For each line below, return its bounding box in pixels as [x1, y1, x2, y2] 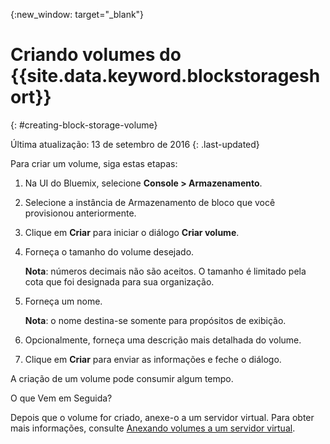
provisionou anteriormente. [24, 207, 137, 219]
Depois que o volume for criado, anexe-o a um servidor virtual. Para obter [10, 411, 315, 423]
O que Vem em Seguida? [10, 392, 113, 404]
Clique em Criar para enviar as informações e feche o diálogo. [24, 353, 282, 365]
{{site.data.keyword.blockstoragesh [10, 65, 321, 88]
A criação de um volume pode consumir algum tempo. [10, 372, 234, 384]
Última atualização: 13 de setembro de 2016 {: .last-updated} [10, 138, 260, 150]
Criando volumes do [10, 44, 182, 66]
